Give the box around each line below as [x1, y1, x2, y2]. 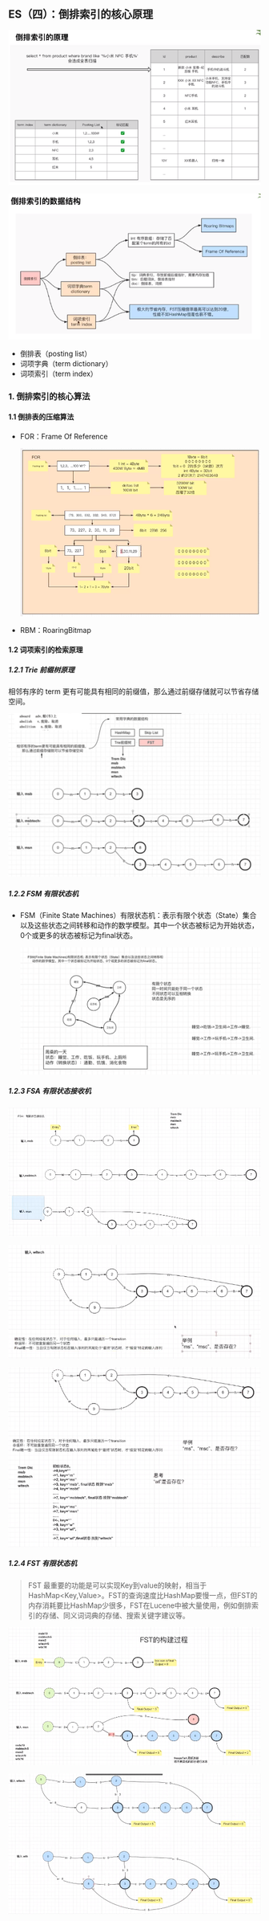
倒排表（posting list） [19, 349, 92, 358]
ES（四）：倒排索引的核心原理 [8, 7, 154, 22]
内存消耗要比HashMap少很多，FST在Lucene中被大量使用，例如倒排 [27, 1601, 252, 1610]
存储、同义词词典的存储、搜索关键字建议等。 [42, 1610, 190, 1620]
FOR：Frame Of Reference [19, 431, 108, 441]
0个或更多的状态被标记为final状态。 [19, 930, 138, 940]
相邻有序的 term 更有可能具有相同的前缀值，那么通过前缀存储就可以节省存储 [8, 687, 259, 696]
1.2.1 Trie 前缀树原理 [8, 665, 75, 675]
